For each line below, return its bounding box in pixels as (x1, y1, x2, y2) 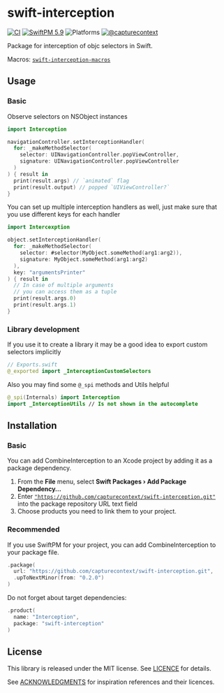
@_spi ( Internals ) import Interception (7, 393, 120, 401)
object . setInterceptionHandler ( (7, 236, 101, 244)
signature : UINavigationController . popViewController (20, 158, 179, 165)
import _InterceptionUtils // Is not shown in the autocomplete (7, 400, 198, 407)
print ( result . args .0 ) (13, 295, 77, 302)
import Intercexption (7, 224, 70, 231)
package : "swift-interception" (13, 620, 105, 627)
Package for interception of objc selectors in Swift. (7, 41, 154, 50)
